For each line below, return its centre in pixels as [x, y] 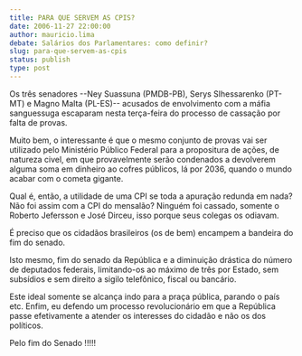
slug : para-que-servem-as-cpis [68, 52]
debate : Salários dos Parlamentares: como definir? [109, 43]
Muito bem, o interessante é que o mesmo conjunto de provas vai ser [138, 140]
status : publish [40, 60]
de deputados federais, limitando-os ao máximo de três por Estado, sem [144, 269]
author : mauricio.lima [52, 34]
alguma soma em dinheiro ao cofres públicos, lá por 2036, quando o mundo [151, 169]
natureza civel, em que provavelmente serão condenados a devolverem [142, 159]
